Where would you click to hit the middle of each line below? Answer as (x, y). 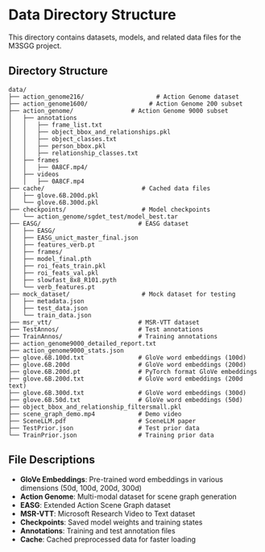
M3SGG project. (35, 45)
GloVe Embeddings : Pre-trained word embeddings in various (122, 479)
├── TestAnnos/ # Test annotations (106, 329)
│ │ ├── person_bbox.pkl (57, 146)
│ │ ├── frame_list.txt (56, 125)
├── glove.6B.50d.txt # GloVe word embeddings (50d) (126, 400)
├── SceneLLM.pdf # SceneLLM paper (102, 421)
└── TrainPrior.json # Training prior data (112, 435)
